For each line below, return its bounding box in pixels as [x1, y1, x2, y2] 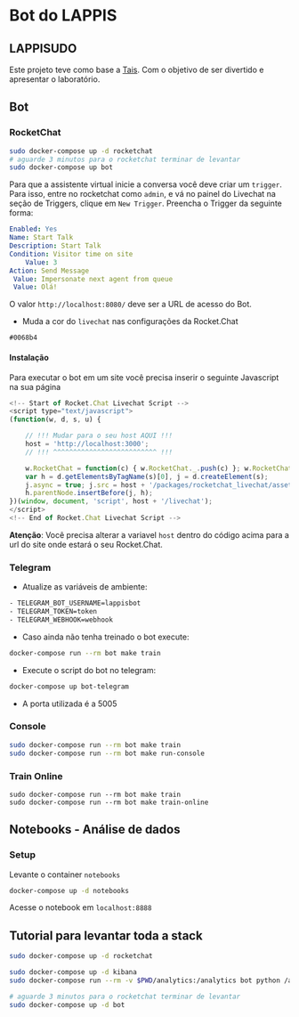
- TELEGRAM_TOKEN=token [9, 607, 98, 616]
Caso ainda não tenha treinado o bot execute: [21, 631, 190, 642]
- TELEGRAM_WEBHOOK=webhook [9, 615, 114, 624]
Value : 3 [25, 257, 58, 267]
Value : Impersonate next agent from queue [12, 274, 174, 283]
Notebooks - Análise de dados [9, 822, 181, 837]
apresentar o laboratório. [9, 74, 101, 85]
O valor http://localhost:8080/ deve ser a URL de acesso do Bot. [9, 299, 252, 310]
